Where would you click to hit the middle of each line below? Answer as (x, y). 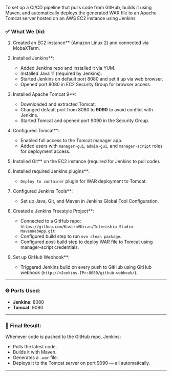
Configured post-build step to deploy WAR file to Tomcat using (87, 242)
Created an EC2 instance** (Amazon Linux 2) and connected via (81, 43)
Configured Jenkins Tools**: (43, 191)
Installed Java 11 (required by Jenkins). (61, 73)
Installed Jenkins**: (34, 58)
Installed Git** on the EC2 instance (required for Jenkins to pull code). (87, 162)
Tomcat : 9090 (28, 307)
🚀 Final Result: (24, 325)
